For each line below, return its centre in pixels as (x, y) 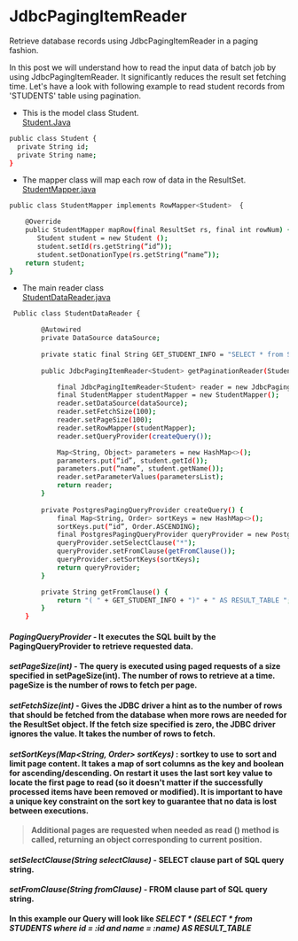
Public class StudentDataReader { (77, 314)
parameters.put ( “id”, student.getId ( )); (132, 461)
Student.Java (46, 122)
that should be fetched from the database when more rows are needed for (148, 714)
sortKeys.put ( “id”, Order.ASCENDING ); (128, 526)
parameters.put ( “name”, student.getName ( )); (140, 469)
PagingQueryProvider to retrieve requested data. (101, 646)
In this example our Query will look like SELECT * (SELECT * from (131, 918)
